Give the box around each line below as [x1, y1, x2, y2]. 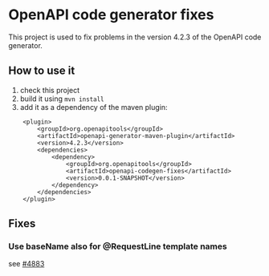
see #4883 [8, 259, 45, 269]
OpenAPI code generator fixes [8, 6, 214, 24]
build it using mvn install [19, 94, 104, 103]
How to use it [8, 64, 75, 78]
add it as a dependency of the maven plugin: [19, 102, 168, 112]
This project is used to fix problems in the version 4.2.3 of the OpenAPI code [8, 32, 262, 42]
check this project [19, 85, 80, 95]
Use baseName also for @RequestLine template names [8, 241, 227, 252]
